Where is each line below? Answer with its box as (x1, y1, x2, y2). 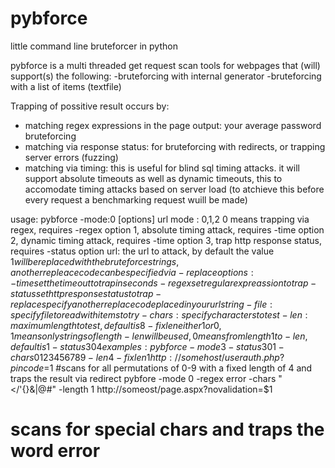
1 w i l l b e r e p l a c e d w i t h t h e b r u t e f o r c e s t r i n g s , (10, 255, 180, 267)
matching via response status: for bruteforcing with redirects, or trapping (24, 140, 326, 152)
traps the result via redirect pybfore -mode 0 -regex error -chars (10, 372, 277, 384)
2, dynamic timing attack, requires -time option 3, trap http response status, (10, 234, 323, 246)
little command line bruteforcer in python (10, 40, 178, 52)
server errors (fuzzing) (24, 151, 119, 163)
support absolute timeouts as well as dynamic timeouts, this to (24, 172, 283, 184)
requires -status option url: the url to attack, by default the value (10, 245, 275, 257)
